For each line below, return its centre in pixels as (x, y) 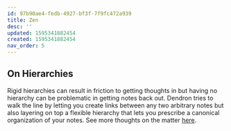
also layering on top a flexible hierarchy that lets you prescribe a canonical (113, 112)
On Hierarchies (41, 74)
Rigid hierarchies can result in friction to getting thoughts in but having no (112, 90)
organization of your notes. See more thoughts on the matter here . (102, 120)
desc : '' (20, 26)
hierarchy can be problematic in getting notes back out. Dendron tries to (110, 98)
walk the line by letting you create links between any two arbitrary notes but (115, 105)
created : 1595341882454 (42, 40)
